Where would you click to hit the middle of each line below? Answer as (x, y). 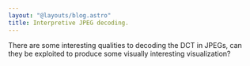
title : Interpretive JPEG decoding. (68, 23)
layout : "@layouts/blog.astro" (60, 15)
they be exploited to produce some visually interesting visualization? (119, 53)
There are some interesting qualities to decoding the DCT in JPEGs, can (125, 45)
